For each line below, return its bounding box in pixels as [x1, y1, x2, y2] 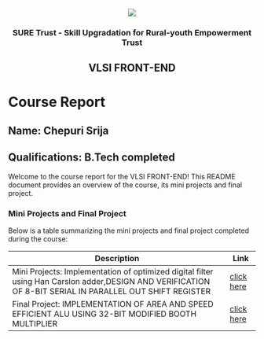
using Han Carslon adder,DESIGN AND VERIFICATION [12, 276, 211, 286]
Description [94, 253, 140, 263]
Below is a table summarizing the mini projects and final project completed [8, 226, 250, 235]
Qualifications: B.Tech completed [8, 151, 175, 164]
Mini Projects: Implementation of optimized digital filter [12, 267, 214, 277]
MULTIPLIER [12, 319, 57, 329]
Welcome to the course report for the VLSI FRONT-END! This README [8, 171, 236, 181]
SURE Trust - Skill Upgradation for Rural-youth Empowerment [12, 27, 252, 38]
